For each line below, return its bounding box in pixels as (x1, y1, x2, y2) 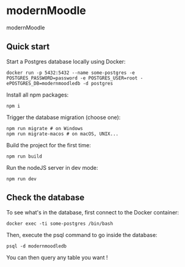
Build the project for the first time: (6, 141, 92, 148)
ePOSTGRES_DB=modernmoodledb (6, 80, 81, 86)
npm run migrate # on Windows (6, 125, 84, 131)
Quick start (6, 42, 50, 52)
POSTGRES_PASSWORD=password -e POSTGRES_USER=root (6, 75, 138, 81)
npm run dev (6, 175, 37, 182)
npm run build (6, 153, 43, 159)
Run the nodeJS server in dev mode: (6, 164, 99, 171)
